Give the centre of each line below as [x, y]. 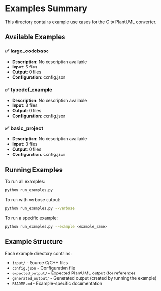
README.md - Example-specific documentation [57, 283]
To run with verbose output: [33, 199]
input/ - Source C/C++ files [40, 263]
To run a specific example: [32, 218]
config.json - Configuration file [44, 268]
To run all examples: [25, 181]
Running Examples [34, 170]
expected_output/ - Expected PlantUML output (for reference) [74, 273]
